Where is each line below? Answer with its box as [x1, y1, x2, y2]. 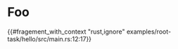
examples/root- [126, 27, 171, 36]
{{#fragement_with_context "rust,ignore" [7, 27, 125, 36]
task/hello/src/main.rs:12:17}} [7, 34, 92, 43]
